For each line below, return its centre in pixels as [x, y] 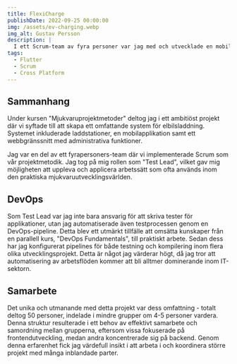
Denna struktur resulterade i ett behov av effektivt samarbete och [102, 322]
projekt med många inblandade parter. [63, 353]
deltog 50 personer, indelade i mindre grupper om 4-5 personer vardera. [113, 315]
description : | [30, 40]
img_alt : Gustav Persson [44, 34]
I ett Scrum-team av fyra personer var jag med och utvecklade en [113, 47]
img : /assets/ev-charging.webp [53, 27]
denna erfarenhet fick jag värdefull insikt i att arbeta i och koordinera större [116, 345]
